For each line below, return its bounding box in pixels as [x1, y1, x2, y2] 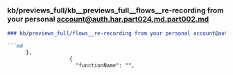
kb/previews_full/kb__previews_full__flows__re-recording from [7, 6, 224, 15]
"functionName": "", [75, 62, 135, 69]
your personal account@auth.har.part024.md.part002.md [7, 14, 209, 24]
